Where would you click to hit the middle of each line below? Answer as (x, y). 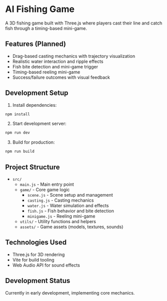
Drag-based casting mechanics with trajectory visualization (74, 56)
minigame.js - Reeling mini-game (61, 216)
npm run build (20, 151)
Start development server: (39, 124)
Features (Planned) (36, 44)
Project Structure (32, 167)
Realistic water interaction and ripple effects (58, 61)
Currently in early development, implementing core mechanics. (70, 293)
